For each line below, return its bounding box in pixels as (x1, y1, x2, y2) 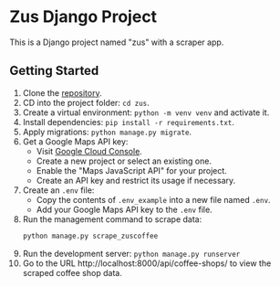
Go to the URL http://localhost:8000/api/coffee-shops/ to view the (22, 258, 272, 269)
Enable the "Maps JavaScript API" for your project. (36, 165, 228, 175)
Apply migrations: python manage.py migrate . (22, 126, 192, 137)
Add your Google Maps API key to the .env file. (36, 204, 213, 215)
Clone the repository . (22, 87, 102, 98)
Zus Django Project (9, 6, 158, 27)
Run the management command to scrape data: (22, 213, 202, 225)
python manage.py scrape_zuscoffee (22, 231, 159, 240)
